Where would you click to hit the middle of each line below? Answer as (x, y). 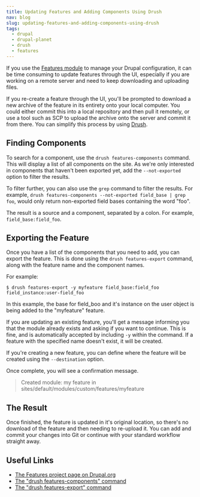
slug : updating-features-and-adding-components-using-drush (83, 23)
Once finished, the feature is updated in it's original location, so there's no (97, 422)
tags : (13, 29)
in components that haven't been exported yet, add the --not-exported (94, 170)
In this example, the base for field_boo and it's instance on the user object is (100, 304)
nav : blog (19, 17)
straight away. (24, 441)
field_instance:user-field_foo (45, 293)
